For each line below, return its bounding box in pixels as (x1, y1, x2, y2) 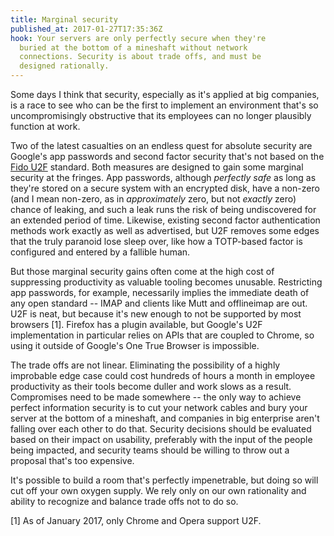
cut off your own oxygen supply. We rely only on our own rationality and (10, 485, 307, 496)
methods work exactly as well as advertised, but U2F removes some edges (10, 225, 320, 236)
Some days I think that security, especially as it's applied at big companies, (10, 89, 320, 100)
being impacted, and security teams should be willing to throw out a (10, 444, 290, 456)
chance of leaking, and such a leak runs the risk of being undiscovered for (10, 204, 317, 215)
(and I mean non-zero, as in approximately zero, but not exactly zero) (10, 193, 297, 205)
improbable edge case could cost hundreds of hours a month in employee (10, 370, 316, 381)
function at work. (10, 121, 81, 132)
